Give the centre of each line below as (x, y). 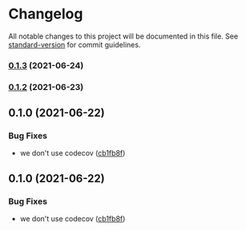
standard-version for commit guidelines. (75, 44)
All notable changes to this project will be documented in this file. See (123, 36)
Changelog (46, 14)
